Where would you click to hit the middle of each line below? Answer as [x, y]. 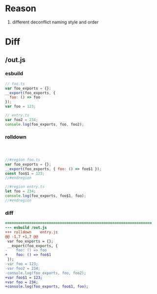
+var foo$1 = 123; [24, 277]
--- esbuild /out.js [26, 228]
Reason [21, 9]
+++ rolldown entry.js [31, 232]
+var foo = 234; [22, 282]
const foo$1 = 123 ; [25, 173]
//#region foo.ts [23, 160]
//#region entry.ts [25, 187]
